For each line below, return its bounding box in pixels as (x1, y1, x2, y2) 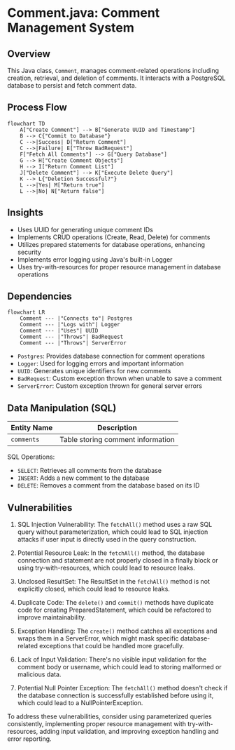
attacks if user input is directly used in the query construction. (17, 535, 197, 544)
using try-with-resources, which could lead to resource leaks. (17, 563, 196, 572)
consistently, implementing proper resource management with (7, 720, 187, 728)
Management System (7, 20, 135, 36)
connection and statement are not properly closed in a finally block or (17, 556, 218, 565)
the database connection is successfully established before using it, (17, 691, 214, 699)
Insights (7, 207, 44, 219)
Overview (7, 48, 51, 60)
